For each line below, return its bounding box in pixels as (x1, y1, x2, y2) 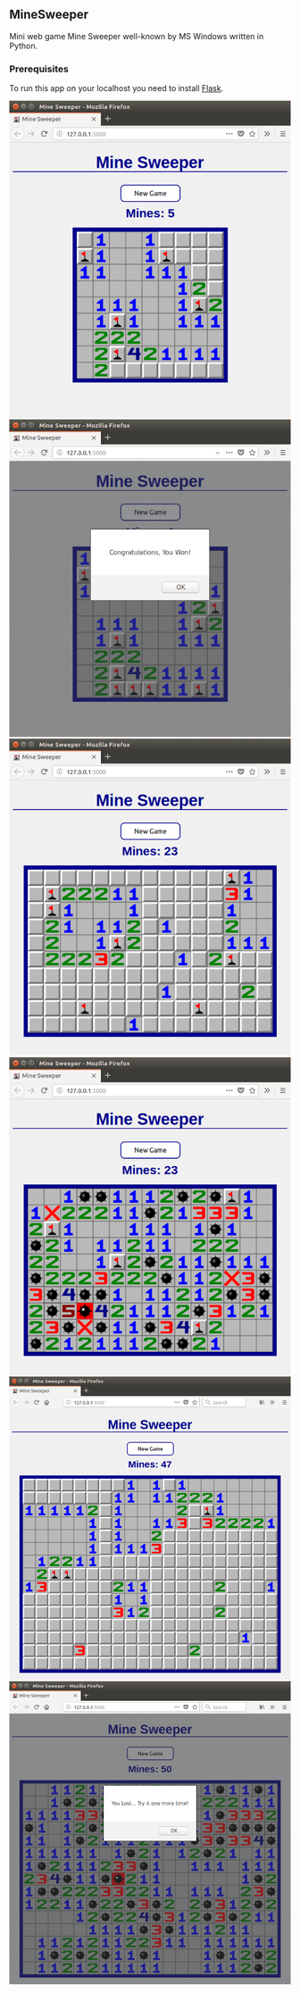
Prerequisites (9, 63, 69, 75)
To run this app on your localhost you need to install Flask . (9, 83, 224, 94)
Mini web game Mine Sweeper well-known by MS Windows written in (9, 30, 264, 41)
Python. (9, 40, 38, 51)
